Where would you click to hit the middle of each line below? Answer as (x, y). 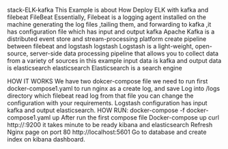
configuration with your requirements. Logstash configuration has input (107, 103)
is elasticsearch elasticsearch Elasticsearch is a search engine (95, 68)
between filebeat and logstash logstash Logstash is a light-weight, (100, 46)
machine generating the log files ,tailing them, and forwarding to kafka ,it (109, 24)
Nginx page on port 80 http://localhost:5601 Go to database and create (107, 132)
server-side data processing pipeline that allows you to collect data (124, 53)
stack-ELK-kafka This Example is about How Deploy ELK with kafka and (108, 10)
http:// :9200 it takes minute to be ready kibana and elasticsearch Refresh (110, 125)
